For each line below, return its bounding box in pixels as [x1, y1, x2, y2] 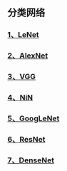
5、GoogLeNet [7, 113, 60, 123]
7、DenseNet [7, 155, 55, 165]
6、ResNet [7, 134, 46, 144]
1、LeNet [7, 30, 39, 40]
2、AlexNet [7, 51, 48, 61]
